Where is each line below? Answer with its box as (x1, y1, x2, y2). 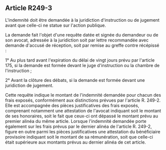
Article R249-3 (5, 4, 53, 12)
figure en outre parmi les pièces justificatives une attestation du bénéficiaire (5, 128, 161, 135)
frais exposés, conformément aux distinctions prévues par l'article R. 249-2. (5, 97, 161, 103)
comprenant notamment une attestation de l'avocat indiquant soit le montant (5, 108, 162, 113)
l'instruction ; (5, 68, 32, 74)
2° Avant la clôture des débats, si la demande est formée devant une (5, 77, 145, 83)
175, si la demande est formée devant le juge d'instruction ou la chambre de (5, 62, 160, 68)
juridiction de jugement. (5, 82, 54, 88)
